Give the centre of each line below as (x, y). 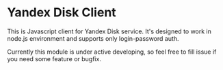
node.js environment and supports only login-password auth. (93, 38)
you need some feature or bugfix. (54, 58)
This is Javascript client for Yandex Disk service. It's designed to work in (109, 31)
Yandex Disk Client (62, 13)
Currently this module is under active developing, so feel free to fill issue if (112, 52)
